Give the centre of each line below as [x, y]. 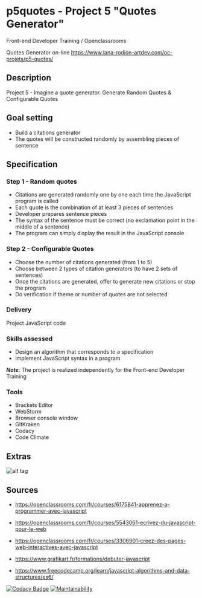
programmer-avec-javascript [51, 511]
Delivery [19, 310]
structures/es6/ [34, 577]
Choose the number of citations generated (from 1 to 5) [84, 262]
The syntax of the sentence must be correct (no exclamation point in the [105, 220]
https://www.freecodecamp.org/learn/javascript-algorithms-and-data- [103, 571]
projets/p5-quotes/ [30, 59]
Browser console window [46, 418]
